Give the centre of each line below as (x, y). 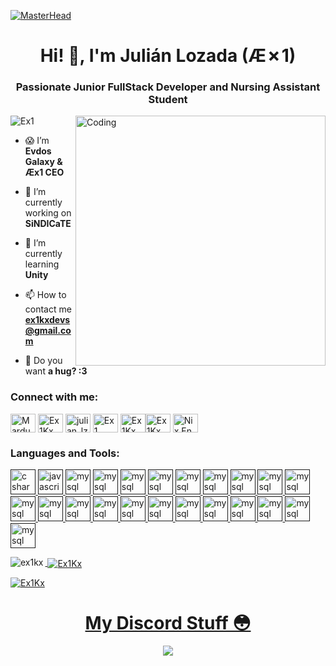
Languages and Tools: (65, 453)
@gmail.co (48, 331)
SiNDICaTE (48, 224)
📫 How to (45, 295)
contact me (48, 309)
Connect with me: (54, 397)
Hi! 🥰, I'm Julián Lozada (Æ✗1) (168, 56)
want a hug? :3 (56, 371)
